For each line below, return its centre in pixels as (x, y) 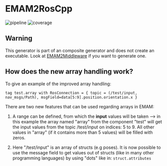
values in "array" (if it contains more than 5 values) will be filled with (82, 132)
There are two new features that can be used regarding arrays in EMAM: (80, 106)
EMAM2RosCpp (39, 9)
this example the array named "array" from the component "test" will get (87, 121)
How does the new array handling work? (69, 71)
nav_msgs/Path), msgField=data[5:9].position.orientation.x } (71, 97)
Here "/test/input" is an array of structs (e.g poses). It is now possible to (86, 147)
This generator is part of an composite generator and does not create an (80, 50)
